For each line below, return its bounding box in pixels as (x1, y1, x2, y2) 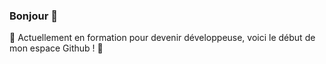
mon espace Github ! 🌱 (9, 42, 104, 54)
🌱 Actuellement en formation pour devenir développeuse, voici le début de (9, 32, 316, 44)
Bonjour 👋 (9, 9, 58, 23)
